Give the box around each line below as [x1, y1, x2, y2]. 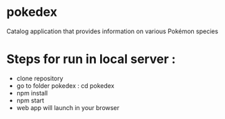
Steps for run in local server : [6, 51, 176, 67]
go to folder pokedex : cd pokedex [16, 81, 115, 90]
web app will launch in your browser [16, 103, 120, 111]
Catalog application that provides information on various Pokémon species [6, 27, 219, 35]
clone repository [16, 74, 63, 82]
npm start [16, 96, 44, 104]
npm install [16, 89, 48, 97]
